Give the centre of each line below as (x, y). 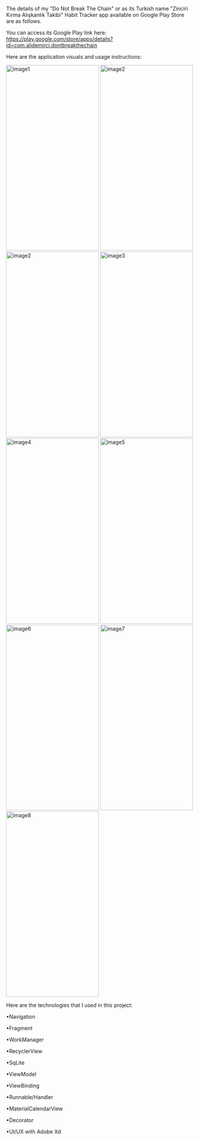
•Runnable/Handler (30, 1097)
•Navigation (21, 1017)
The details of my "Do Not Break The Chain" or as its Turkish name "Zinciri (97, 9)
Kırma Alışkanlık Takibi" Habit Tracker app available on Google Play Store (95, 15)
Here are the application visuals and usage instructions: (74, 57)
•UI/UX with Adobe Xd (33, 1132)
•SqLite (15, 1063)
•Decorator (20, 1120)
